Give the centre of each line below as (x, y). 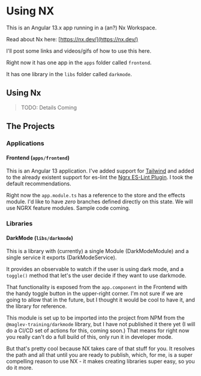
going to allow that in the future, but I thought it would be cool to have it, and (100, 300)
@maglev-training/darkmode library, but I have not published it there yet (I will (101, 324)
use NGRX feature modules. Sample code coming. (68, 208)
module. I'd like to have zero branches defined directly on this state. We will (100, 201)
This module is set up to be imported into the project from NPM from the (95, 318)
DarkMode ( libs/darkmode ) (40, 237)
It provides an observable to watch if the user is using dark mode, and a (95, 269)
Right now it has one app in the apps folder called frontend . (79, 62)
